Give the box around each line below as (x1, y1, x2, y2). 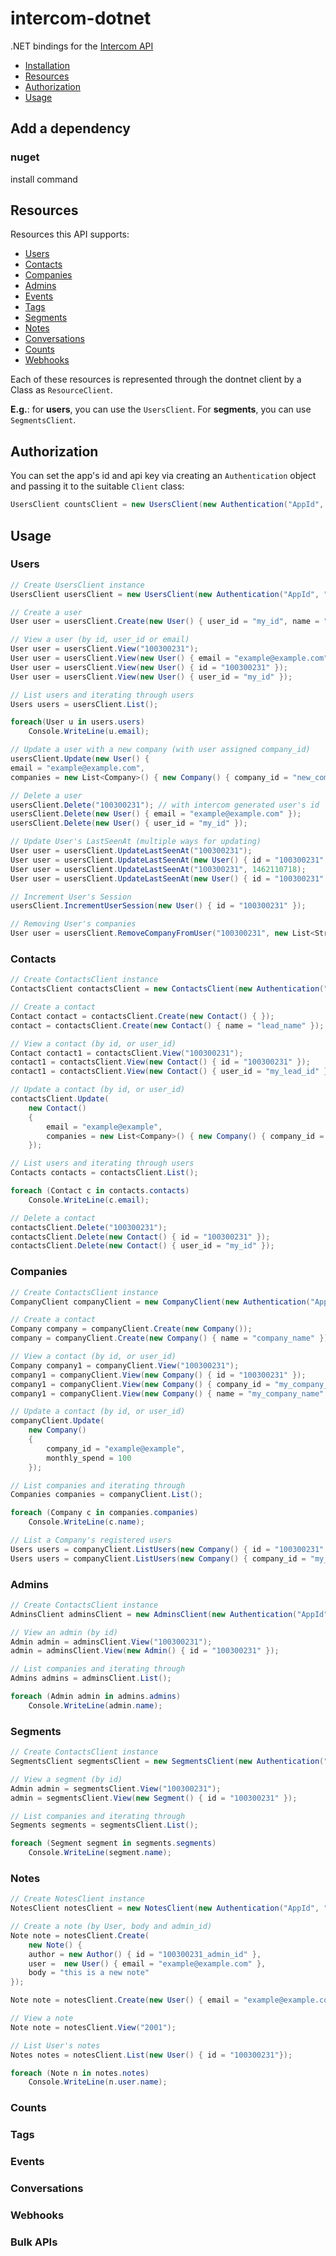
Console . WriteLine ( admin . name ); (28, 1700, 163, 1711)
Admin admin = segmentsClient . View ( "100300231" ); (10, 1783, 222, 1794)
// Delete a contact (10, 1213, 97, 1223)
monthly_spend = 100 (46, 1453, 132, 1463)
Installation (24, 59, 71, 71)
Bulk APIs (10, 2235, 58, 2249)
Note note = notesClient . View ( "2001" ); (10, 2022, 177, 2032)
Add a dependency (10, 120, 131, 137)
